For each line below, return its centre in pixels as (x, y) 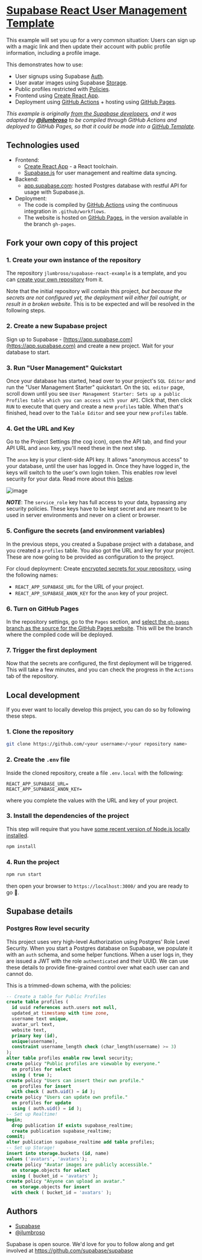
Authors (22, 1211)
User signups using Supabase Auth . (59, 76)
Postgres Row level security (48, 928)
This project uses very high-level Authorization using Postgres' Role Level (98, 942)
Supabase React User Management (96, 11)
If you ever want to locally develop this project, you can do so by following (99, 710)
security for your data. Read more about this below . (70, 479)
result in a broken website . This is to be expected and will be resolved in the (100, 304)
